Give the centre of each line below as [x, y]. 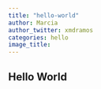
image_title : [30, 45]
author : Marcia [33, 23]
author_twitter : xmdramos [50, 30]
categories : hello [38, 37]
